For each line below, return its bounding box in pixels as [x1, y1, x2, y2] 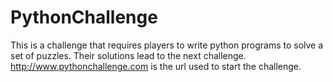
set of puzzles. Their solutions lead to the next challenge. [10, 49, 247, 61]
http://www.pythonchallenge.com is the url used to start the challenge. [10, 60, 302, 72]
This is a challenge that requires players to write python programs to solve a [10, 39, 324, 51]
